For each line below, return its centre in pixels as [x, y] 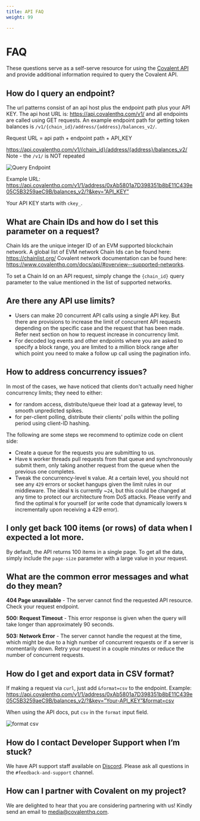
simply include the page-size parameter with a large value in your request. [97, 558]
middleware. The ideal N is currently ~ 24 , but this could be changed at [100, 490]
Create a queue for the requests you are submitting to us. [85, 452]
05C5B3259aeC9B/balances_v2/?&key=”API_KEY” [68, 192]
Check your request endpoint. [43, 607]
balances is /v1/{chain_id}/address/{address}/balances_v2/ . [82, 127]
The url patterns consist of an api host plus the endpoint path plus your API [98, 108]
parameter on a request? [53, 231]
